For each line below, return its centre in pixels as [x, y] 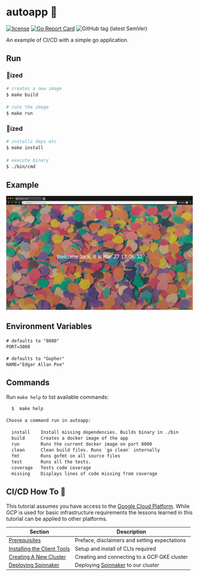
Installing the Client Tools [39, 548]
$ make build [22, 95]
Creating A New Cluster [37, 556]
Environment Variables [49, 326]
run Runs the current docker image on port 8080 [82, 444]
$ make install [25, 148]
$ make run [20, 114]
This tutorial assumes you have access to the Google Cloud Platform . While [98, 506]
